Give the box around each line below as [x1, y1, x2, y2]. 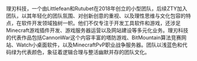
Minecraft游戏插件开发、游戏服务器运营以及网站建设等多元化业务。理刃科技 [6, 27, 189, 34]
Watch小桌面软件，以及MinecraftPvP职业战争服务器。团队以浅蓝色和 [16, 41, 183, 48]
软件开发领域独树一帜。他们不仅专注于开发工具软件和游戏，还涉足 [21, 20, 181, 26]
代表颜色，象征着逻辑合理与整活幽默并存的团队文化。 [21, 49, 150, 55]
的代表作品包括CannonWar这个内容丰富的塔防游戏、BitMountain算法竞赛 [6, 34, 182, 41]
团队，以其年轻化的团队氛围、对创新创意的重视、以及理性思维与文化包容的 [6, 12, 186, 19]
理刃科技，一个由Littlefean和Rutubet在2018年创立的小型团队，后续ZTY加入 [6, 5, 188, 12]
